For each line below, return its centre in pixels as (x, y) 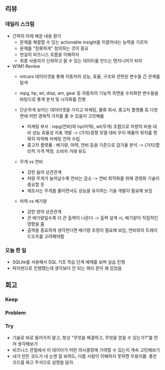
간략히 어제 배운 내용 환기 (37, 36)
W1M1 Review (26, 66)
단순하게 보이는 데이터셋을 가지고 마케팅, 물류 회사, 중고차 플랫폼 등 (84, 110)
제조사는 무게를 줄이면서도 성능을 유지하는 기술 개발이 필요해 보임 (90, 190)
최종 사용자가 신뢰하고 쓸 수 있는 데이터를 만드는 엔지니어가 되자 (81, 60)
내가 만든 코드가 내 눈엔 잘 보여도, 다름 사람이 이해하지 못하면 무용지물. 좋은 (84, 356)
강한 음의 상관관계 (44, 172)
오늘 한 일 (16, 250)
